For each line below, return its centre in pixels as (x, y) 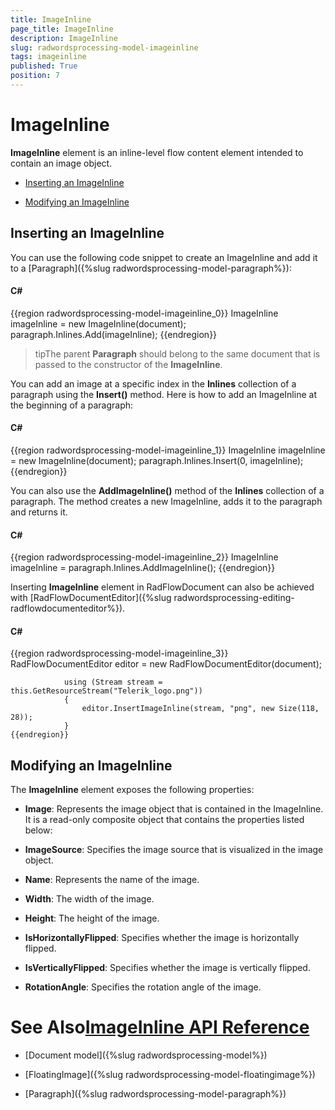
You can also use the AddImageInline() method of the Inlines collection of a (167, 491)
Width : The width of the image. (89, 899)
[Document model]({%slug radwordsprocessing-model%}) (146, 1055)
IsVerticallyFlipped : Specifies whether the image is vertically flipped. (167, 968)
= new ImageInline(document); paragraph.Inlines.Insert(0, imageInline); (157, 461)
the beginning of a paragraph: (72, 405)
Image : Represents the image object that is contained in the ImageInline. (174, 809)
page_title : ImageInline (62, 29)
